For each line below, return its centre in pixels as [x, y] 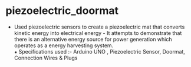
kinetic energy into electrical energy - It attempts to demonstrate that [98, 33]
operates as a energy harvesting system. [64, 45]
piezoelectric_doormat [62, 11]
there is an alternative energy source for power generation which [93, 39]
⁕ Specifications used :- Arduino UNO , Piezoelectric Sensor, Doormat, [99, 51]
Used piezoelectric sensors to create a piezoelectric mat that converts [99, 27]
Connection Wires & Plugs [46, 58]
